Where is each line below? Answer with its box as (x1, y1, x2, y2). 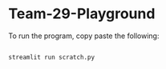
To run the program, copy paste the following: (8, 31, 160, 40)
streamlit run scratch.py (8, 53, 95, 61)
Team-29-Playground (8, 5, 156, 23)
